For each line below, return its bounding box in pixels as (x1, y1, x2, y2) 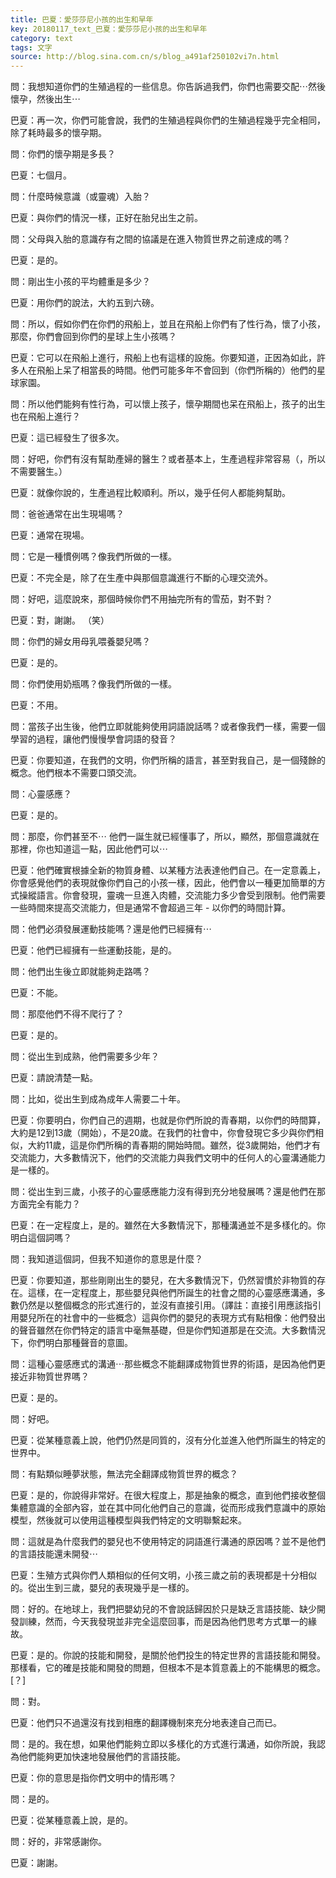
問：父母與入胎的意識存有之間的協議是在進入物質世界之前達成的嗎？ (10, 233, 291, 245)
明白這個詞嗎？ (10, 1232, 72, 1244)
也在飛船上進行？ (10, 411, 81, 423)
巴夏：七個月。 (10, 169, 72, 181)
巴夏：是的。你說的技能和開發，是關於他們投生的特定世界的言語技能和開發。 (10, 1649, 326, 1661)
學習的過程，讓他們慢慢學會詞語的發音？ (10, 733, 177, 745)
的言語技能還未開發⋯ (10, 1548, 98, 1560)
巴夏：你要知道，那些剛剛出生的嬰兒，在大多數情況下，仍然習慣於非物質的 (10, 1274, 317, 1286)
